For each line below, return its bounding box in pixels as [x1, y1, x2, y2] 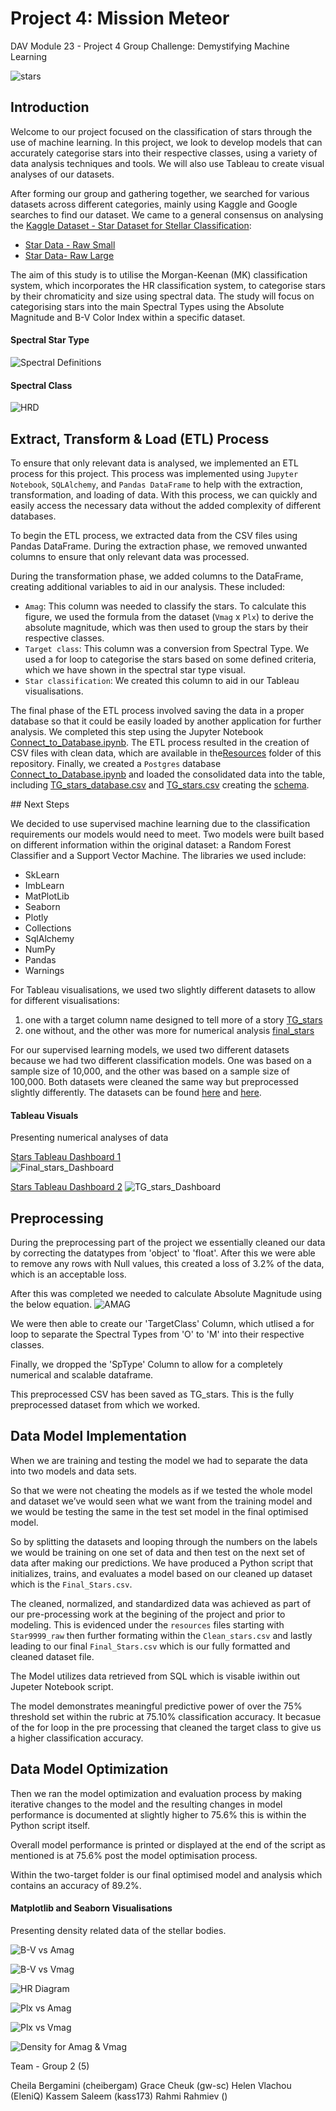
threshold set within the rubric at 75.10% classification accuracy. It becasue [10, 1710, 322, 1722]
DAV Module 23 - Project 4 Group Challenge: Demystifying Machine [10, 40, 290, 52]
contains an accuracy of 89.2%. [10, 1879, 142, 1891]
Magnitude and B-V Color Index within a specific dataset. [10, 311, 246, 323]
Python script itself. [10, 1819, 90, 1831]
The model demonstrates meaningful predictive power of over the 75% [10, 1700, 303, 1712]
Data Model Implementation [10, 1428, 187, 1445]
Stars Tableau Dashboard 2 [10, 1181, 123, 1193]
